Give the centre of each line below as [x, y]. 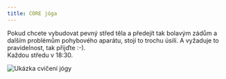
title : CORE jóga [32, 13]
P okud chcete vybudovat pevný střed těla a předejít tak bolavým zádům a [112, 33]
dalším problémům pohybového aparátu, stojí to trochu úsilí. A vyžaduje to [113, 40]
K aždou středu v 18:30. [40, 55]
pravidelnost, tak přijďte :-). [46, 47]
